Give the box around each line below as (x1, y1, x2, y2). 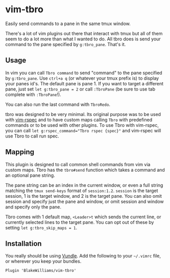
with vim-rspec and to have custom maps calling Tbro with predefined (5, 117, 153, 123)
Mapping (5, 148, 35, 156)
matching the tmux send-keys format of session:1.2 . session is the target (5, 188, 158, 194)
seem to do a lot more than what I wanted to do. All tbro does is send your (5, 36, 161, 42)
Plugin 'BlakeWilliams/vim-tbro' (5, 268, 77, 273)
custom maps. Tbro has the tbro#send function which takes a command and (5, 167, 165, 173)
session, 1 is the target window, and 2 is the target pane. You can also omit (5, 193, 162, 199)
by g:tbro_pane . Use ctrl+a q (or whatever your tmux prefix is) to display (5, 75, 159, 81)
